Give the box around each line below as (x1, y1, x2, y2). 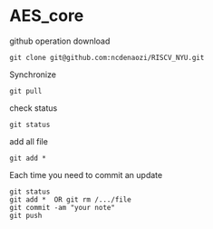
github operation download (9, 35, 111, 46)
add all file (9, 135, 48, 146)
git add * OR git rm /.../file (9, 194, 131, 204)
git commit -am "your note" (9, 203, 116, 212)
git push (9, 211, 43, 220)
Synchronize (9, 69, 57, 80)
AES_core (9, 5, 84, 26)
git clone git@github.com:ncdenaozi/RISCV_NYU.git (9, 53, 205, 62)
